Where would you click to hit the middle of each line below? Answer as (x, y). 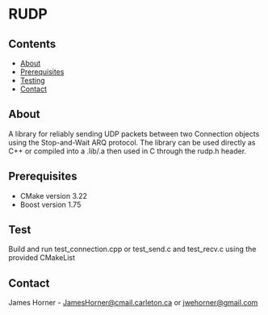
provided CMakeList (42, 258)
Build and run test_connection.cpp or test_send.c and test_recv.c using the (132, 249)
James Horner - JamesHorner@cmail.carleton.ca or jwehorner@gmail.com (133, 303)
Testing (33, 80)
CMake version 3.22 (53, 195)
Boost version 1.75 (50, 204)
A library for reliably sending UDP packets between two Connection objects (134, 133)
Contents (32, 44)
